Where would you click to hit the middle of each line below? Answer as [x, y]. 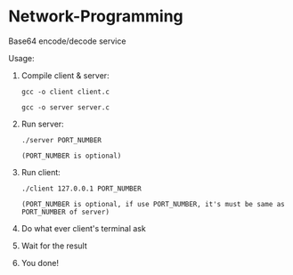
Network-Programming [96, 16]
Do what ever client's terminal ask [83, 228]
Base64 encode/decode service [67, 41]
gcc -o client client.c [65, 92]
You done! [40, 263]
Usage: [21, 58]
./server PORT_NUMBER [61, 140]
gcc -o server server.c [65, 107]
